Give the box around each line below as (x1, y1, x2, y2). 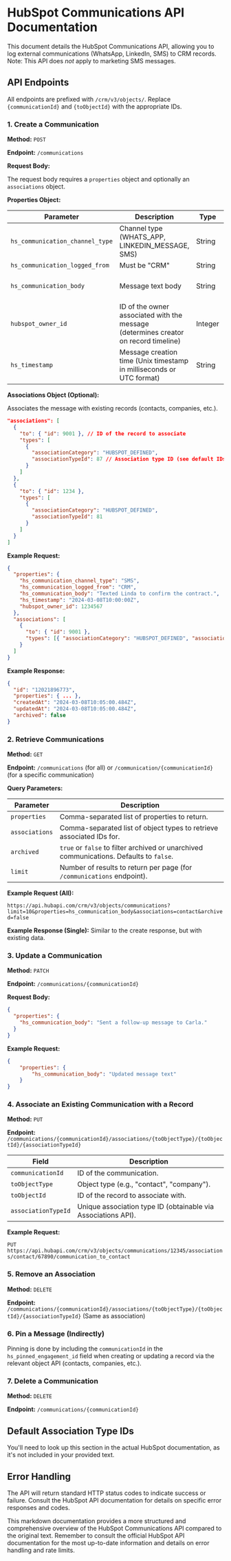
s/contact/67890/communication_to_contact (7, 1254, 131, 1260)
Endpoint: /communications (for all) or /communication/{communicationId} (7, 763, 213, 772)
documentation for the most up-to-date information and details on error (7, 1538, 210, 1547)
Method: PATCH (7, 966, 49, 974)
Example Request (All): (7, 889, 74, 897)
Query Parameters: (7, 784, 63, 792)
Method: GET (7, 750, 43, 758)
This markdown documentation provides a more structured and (7, 1516, 186, 1525)
